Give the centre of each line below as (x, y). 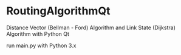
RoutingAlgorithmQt (58, 11)
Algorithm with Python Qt (38, 33)
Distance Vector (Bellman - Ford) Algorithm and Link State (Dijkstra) (91, 27)
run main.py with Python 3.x (41, 45)
